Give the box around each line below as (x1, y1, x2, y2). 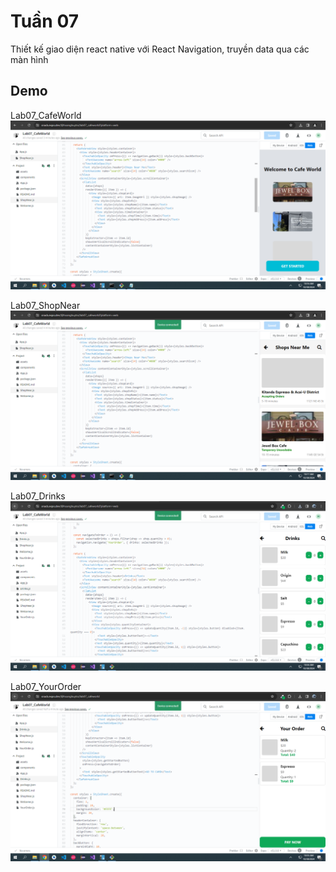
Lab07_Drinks (10, 490, 66, 502)
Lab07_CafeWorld (10, 109, 82, 121)
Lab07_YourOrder (10, 681, 82, 693)
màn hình (10, 53, 49, 65)
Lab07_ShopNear (10, 300, 81, 312)
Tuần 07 (10, 10, 79, 33)
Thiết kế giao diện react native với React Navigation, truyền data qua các (10, 43, 310, 55)
